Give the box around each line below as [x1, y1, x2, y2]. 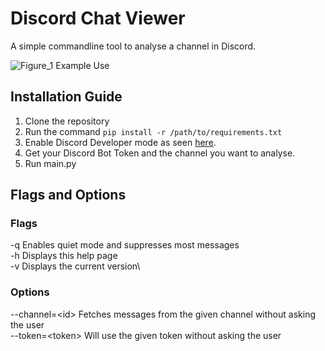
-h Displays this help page [10, 250, 118, 262]
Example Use [55, 59, 110, 71]
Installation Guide [10, 88, 123, 106]
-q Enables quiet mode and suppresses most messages [10, 239, 240, 251]
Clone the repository [24, 115, 110, 127]
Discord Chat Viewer [10, 7, 186, 30]
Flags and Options [10, 187, 127, 204]
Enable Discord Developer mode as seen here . [24, 136, 217, 148]
